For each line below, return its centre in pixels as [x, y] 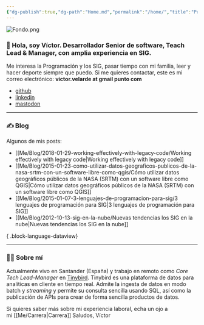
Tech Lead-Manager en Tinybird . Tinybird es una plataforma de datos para [100, 277]
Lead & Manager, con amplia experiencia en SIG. [79, 52]
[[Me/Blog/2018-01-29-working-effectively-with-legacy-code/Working [103, 153]
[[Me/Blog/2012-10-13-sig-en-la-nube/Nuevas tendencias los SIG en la [104, 218]
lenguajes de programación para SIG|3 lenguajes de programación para [105, 205]
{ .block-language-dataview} [42, 236]
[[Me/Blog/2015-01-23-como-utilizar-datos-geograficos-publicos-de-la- [106, 166]
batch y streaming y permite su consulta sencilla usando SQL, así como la [99, 290]
